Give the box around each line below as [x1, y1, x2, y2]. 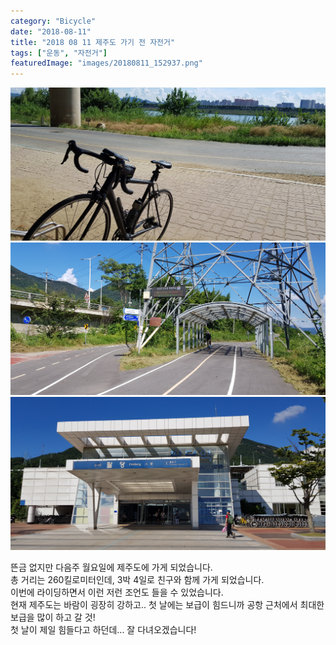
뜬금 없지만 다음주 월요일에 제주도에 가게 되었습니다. [10, 561, 213, 573]
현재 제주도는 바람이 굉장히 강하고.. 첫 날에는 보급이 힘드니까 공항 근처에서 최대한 [10, 598, 325, 610]
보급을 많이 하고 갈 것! [10, 611, 96, 623]
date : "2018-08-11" [10, 26, 92, 37]
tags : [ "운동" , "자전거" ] [10, 48, 108, 58]
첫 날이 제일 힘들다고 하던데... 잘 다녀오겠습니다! [10, 623, 197, 635]
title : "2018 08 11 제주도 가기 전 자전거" [10, 37, 176, 47]
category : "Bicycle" [10, 16, 97, 26]
